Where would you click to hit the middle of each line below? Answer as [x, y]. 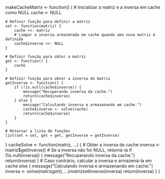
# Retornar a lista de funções [38, 131]
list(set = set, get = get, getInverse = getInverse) [62, 135]
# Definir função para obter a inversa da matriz [58, 78]
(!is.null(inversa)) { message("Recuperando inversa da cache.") [70, 155]
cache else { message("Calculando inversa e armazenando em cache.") [79, 166]
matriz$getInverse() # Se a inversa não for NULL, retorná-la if [68, 150]
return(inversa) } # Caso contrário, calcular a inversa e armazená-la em [78, 160]
